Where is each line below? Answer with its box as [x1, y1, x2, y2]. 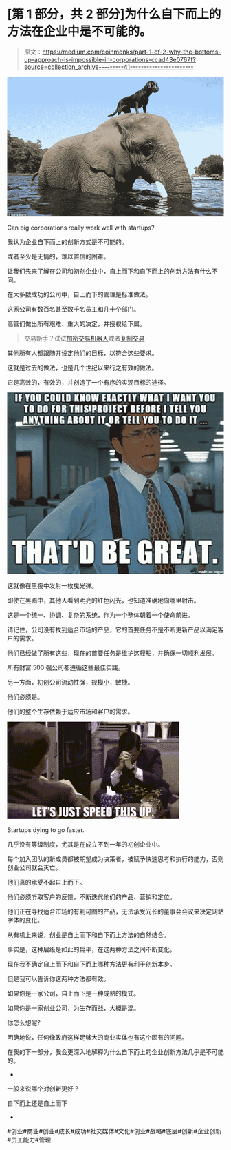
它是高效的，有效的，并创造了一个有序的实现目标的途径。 [7, 378, 170, 386]
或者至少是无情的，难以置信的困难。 [7, 252, 110, 261]
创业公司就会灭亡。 [7, 863, 62, 871]
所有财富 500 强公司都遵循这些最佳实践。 [7, 663, 124, 672]
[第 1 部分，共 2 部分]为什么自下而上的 [7, 6, 221, 22]
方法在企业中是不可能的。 [7, 23, 153, 39]
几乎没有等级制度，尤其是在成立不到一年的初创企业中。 [7, 840, 164, 848]
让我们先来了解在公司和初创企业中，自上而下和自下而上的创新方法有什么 [7, 267, 212, 275]
